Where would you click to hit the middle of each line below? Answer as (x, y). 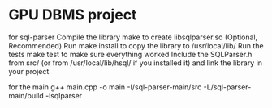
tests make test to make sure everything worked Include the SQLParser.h (130, 54)
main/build (26, 95)
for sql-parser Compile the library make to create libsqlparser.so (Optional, (133, 37)
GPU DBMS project (73, 15)
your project (29, 71)
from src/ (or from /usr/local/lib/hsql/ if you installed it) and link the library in (135, 63)
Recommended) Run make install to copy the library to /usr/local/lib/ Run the (136, 45)
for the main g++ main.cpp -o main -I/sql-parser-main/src (105, 87)
